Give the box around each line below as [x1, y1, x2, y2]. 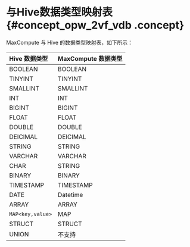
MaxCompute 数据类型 [57, 54, 123, 62]
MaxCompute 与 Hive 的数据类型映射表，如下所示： [6, 39, 133, 46]
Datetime [57, 190, 83, 199]
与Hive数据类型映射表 [6, 5, 113, 19]
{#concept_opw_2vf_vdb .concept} [6, 18, 185, 32]
